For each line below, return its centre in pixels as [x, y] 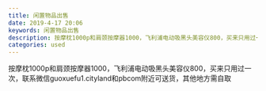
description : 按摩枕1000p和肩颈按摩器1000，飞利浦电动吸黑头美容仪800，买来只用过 [132, 38]
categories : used [37, 45]
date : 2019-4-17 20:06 [46, 23]
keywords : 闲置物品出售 [44, 30]
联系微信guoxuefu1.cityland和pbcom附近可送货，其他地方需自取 [127, 78]
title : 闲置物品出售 [38, 15]
